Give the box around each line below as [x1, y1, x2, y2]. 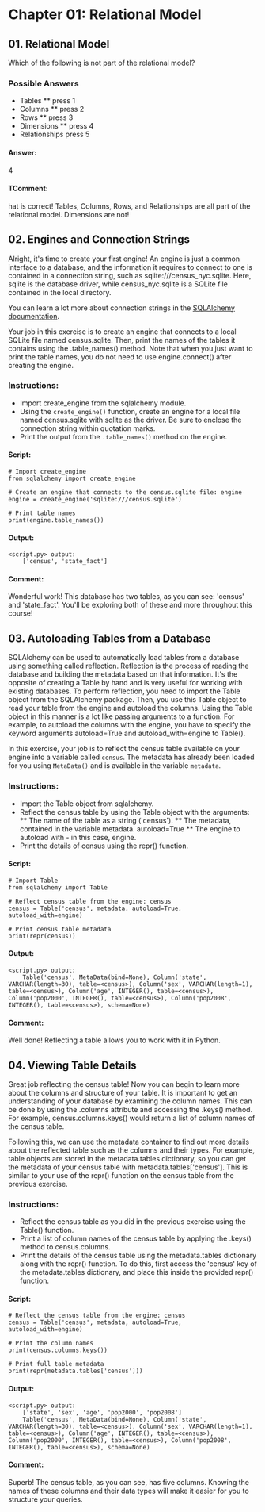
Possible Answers [8, 78, 79, 89]
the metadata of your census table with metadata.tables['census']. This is [8, 1162, 248, 1172]
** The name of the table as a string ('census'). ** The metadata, [19, 815, 232, 825]
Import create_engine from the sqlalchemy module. [19, 398, 187, 408]
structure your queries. [8, 1494, 83, 1504]
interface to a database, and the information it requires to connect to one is [8, 262, 253, 271]
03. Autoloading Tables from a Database [8, 631, 211, 645]
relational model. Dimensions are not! [8, 209, 130, 219]
